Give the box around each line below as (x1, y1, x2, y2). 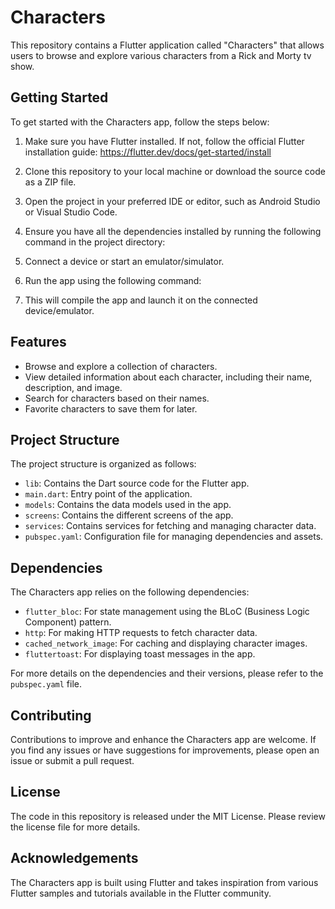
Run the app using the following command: (24, 274, 202, 286)
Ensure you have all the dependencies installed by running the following (24, 225, 322, 237)
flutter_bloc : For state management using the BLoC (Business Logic (24, 606, 310, 618)
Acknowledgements (10, 850, 139, 867)
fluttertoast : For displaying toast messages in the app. (24, 648, 256, 660)
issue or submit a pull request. (10, 755, 135, 766)
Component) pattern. (24, 616, 112, 628)
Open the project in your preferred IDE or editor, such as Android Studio (24, 195, 321, 207)
